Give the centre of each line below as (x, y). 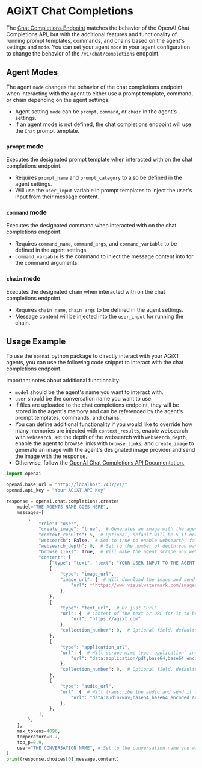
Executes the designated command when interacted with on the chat (91, 226)
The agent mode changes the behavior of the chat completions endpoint (94, 87)
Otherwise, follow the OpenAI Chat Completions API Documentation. (99, 463)
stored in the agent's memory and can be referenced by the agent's (99, 411)
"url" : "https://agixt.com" (106, 619)
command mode (26, 212)
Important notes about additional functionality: (63, 381)
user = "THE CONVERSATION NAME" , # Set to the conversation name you (103, 748)
